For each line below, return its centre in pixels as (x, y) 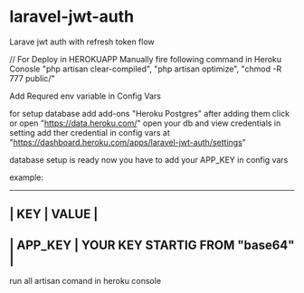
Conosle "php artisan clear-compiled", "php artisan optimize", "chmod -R (146, 69)
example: (26, 177)
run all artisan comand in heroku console (85, 281)
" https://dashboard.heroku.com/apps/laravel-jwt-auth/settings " (128, 142)
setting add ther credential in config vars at (90, 132)
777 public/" (33, 78)
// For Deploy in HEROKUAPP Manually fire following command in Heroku (146, 59)
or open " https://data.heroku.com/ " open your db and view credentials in (145, 123)
